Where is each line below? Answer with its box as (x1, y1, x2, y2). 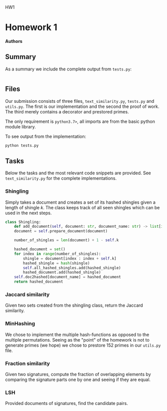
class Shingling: (5, 219, 41, 224)
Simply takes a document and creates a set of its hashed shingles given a (5, 199, 156, 205)
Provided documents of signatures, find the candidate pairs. (5, 401, 128, 407)
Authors (5, 38, 23, 44)
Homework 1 (5, 22, 58, 33)
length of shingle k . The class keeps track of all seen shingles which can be (5, 204, 160, 210)
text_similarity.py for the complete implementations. (5, 175, 117, 181)
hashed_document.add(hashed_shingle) (23, 270, 101, 275)
